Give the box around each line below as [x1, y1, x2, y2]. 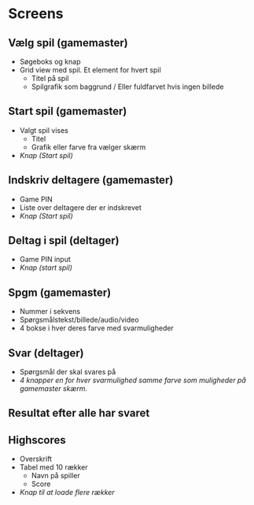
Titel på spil [31, 74, 69, 83]
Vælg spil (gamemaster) [8, 36, 128, 50]
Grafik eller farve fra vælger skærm [31, 142, 146, 152]
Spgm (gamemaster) [8, 286, 112, 299]
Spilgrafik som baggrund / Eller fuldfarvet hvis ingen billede [31, 82, 224, 91]
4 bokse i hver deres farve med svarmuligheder [19, 323, 175, 333]
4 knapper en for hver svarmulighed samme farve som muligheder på [19, 375, 246, 385]
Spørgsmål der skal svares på [19, 367, 116, 377]
